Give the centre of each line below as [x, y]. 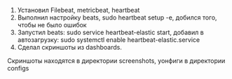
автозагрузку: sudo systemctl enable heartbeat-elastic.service [109, 40]
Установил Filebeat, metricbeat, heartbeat [79, 10]
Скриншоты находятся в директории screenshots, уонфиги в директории [116, 61]
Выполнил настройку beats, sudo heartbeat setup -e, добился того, [117, 17]
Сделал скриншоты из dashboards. [70, 47]
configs [18, 68]
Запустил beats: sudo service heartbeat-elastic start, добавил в [111, 32]
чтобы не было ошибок [52, 25]
